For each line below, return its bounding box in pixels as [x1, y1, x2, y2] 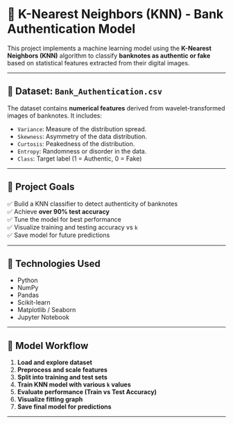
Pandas [17, 291, 40, 300]
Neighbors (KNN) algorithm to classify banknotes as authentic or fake [7, 51, 211, 60]
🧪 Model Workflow [7, 340, 89, 352]
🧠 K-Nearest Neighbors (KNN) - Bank [7, 6, 224, 22]
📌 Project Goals [7, 181, 75, 193]
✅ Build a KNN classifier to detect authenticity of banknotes [7, 199, 178, 208]
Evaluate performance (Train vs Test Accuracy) [17, 388, 157, 396]
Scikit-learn [17, 298, 51, 307]
